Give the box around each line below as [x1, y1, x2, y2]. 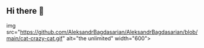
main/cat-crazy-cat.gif [6, 34, 63, 42]
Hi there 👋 [6, 6, 44, 16]
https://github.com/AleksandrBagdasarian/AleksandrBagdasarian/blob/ [20, 28, 198, 35]
